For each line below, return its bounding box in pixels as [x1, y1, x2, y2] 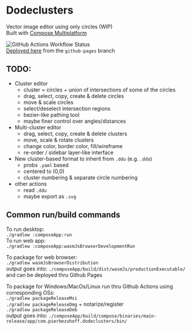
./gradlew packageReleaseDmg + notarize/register [6, 300, 124, 308]
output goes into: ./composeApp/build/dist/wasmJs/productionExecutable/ [6, 265, 186, 272]
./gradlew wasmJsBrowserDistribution [6, 260, 99, 266]
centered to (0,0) [23, 168, 65, 175]
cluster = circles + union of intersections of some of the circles [23, 86, 176, 93]
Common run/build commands [6, 210, 120, 220]
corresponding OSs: [6, 289, 55, 296]
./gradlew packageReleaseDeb [6, 306, 78, 313]
